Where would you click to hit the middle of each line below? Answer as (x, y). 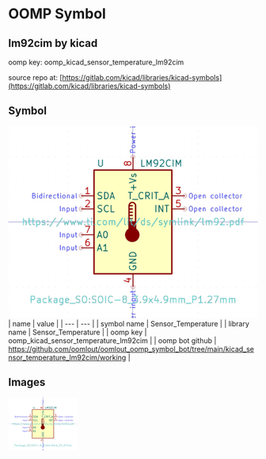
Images (27, 382)
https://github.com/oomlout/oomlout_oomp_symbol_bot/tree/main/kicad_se (131, 349)
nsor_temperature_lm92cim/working (67, 357)
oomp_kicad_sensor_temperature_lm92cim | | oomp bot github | (112, 341)
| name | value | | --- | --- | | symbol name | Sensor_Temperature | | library (129, 324)
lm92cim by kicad (53, 43)
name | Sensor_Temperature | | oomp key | (78, 332)
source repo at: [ (35, 77)
